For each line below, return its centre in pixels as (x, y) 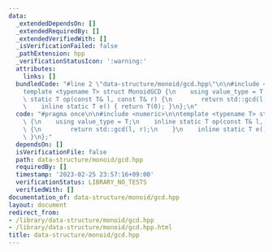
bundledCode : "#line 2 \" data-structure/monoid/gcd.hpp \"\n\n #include (138, 84)
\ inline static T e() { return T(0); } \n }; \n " (110, 106)
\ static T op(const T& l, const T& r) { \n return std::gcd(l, (145, 99)
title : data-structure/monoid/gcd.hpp (74, 235)
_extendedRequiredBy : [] (58, 31)
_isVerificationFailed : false (67, 46)
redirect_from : (34, 212)
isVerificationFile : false (61, 152)
